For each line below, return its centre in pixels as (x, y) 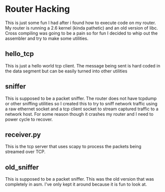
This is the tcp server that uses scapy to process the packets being (73, 147)
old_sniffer (22, 167)
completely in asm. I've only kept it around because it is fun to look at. (76, 184)
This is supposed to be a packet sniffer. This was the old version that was (80, 179)
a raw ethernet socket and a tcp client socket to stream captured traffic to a (82, 109)
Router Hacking (37, 9)
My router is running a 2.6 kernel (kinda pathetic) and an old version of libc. (82, 28)
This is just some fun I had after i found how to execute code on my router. (81, 23)
